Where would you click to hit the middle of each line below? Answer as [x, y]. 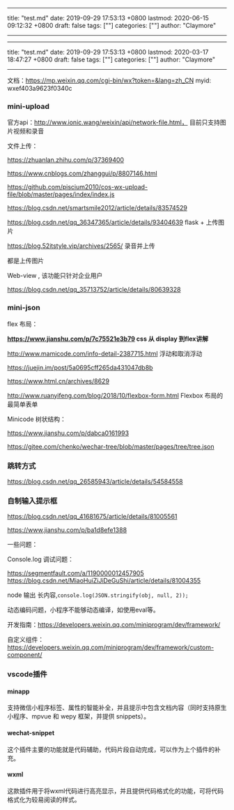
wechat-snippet [31, 732]
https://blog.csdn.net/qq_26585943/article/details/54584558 [95, 481]
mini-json [24, 308]
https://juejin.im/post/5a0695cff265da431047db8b [80, 367]
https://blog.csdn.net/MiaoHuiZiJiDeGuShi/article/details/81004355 [104, 581]
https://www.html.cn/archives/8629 [58, 381]
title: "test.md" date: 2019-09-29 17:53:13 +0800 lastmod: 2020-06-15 [108, 18]
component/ [25, 655]
